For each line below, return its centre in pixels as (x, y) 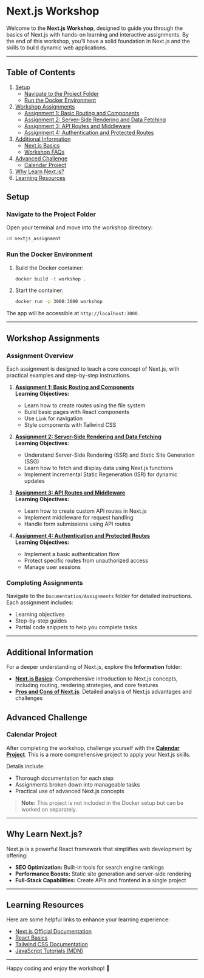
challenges (29, 698)
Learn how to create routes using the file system (85, 405)
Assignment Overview (40, 355)
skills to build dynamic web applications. (57, 48)
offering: (17, 855)
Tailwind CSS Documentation (51, 944)
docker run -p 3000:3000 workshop (59, 302)
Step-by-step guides (41, 621)
